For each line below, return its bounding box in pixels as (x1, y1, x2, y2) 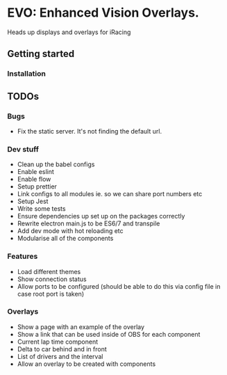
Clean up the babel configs (17, 160, 95, 168)
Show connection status (17, 275, 87, 283)
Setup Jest (17, 197, 49, 206)
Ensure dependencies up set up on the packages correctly (17, 212, 185, 221)
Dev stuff (7, 144, 40, 154)
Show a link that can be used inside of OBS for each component (17, 330, 201, 338)
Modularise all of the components (17, 234, 114, 243)
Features (7, 252, 38, 262)
